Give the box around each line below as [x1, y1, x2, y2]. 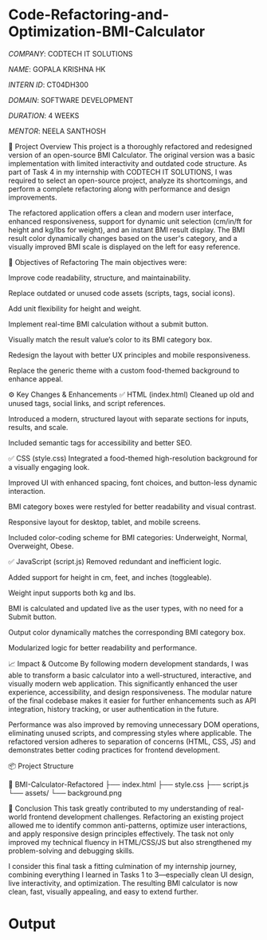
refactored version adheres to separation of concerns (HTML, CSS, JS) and [8, 737, 257, 746]
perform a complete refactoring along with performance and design [8, 184, 231, 193]
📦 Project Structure [8, 760, 74, 771]
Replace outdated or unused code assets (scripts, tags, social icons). [8, 288, 235, 298]
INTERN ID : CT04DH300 [8, 80, 89, 89]
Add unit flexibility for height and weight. [8, 303, 142, 313]
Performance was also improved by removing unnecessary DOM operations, [8, 720, 260, 729]
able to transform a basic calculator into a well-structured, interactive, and [8, 670, 252, 680]
